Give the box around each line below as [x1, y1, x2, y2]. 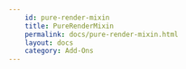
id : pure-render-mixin [24, 13, 110, 22]
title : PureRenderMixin [24, 22, 115, 30]
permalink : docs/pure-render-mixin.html [24, 30, 179, 39]
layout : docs [24, 38, 74, 47]
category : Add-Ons [24, 47, 94, 56]
